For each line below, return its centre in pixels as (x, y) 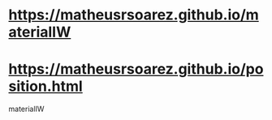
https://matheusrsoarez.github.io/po (136, 69)
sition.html (45, 86)
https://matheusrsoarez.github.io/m (134, 15)
